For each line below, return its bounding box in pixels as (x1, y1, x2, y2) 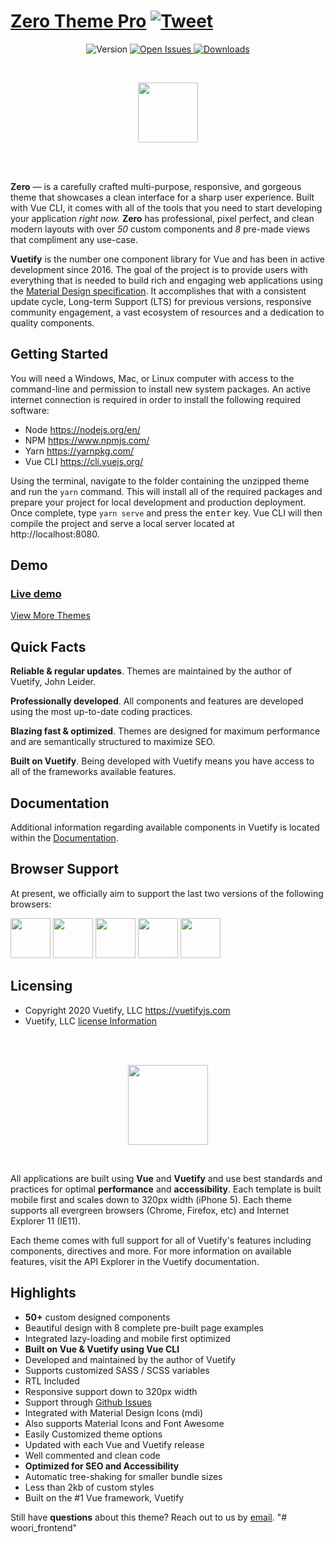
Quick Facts (10, 638, 87, 655)
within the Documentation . (10, 832, 119, 844)
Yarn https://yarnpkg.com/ (24, 445, 135, 457)
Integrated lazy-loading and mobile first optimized (24, 1332, 231, 1344)
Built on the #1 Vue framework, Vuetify (24, 1491, 185, 1504)
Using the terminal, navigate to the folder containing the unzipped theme (10, 475, 310, 487)
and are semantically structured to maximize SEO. (10, 736, 216, 748)
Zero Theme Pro (10, 10, 147, 33)
